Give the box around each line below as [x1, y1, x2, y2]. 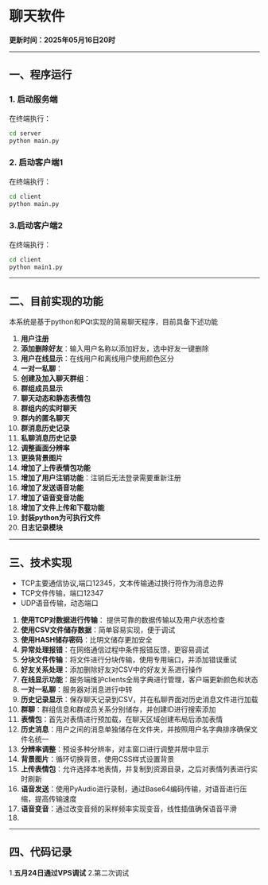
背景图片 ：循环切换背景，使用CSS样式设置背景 [20, 755, 174, 764]
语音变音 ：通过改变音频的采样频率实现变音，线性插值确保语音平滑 [20, 804, 237, 813]
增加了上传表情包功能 [20, 463, 91, 473]
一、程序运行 [9, 68, 72, 82]
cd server [9, 129, 42, 138]
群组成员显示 [20, 383, 63, 394]
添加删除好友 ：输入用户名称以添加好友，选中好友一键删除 [20, 344, 209, 354]
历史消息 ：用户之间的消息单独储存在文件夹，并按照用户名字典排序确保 [20, 724, 251, 734]
